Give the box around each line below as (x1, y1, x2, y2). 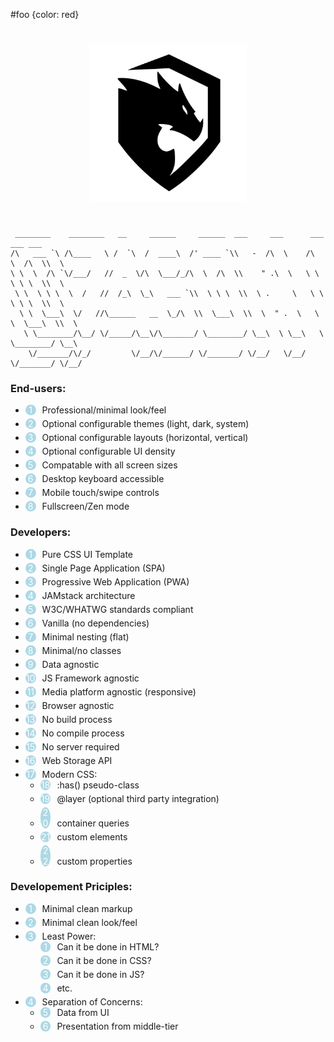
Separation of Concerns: (41, 995, 143, 1008)
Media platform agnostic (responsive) (41, 685, 197, 698)
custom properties (56, 855, 133, 867)
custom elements (56, 830, 128, 843)
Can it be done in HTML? (56, 940, 160, 953)
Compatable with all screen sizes (41, 459, 178, 471)
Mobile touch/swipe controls (41, 487, 160, 499)
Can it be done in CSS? (56, 954, 152, 966)
